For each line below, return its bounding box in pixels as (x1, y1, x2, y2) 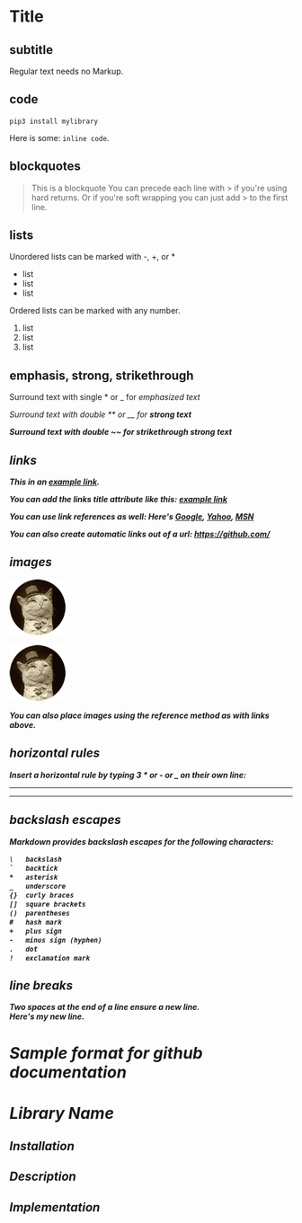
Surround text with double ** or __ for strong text (9, 409, 191, 420)
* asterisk (9, 873, 58, 882)
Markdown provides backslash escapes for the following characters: (9, 836, 274, 846)
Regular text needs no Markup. (9, 66, 124, 76)
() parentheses (9, 908, 70, 917)
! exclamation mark (9, 953, 91, 962)
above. (9, 719, 37, 730)
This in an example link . (9, 476, 101, 487)
